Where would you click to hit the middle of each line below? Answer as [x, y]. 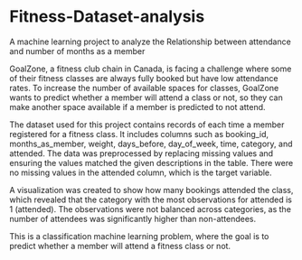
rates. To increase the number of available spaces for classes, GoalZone [144, 88]
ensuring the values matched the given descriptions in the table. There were [151, 162]
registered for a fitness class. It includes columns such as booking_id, [139, 134]
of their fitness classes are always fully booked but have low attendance [144, 78]
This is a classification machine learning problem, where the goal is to [139, 236]
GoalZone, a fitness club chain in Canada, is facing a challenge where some [151, 69]
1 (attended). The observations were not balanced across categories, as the [151, 209]
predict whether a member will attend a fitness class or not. [120, 246]
